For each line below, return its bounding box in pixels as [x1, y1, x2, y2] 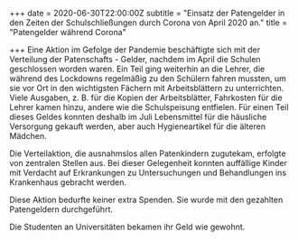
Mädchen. [9, 131, 47, 141]
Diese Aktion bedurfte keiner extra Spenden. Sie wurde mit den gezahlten [9, 194, 284, 205]
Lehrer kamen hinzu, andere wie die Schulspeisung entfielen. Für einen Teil [9, 102, 289, 112]
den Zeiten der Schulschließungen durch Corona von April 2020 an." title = [9, 17, 287, 28]
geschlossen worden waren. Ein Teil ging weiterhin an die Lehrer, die [9, 63, 265, 74]
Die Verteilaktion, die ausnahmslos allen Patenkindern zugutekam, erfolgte [9, 148, 286, 159]
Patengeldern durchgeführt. [9, 204, 114, 215]
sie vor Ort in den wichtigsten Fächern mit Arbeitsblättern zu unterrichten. [9, 83, 284, 93]
